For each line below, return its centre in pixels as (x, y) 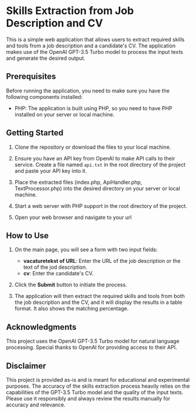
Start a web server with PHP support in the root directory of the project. (101, 206)
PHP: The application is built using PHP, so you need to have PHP (93, 108)
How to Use (27, 235)
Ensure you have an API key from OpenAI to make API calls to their (95, 158)
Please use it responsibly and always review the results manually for (88, 398)
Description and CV (55, 23)
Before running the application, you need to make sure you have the (88, 90)
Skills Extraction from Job (70, 11)
